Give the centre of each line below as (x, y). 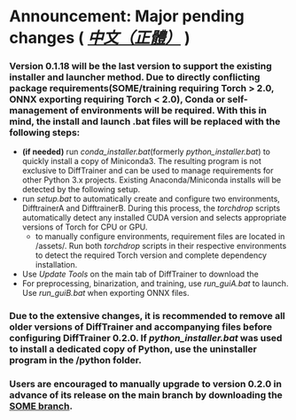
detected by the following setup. (81, 190)
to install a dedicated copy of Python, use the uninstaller (133, 349)
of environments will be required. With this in (168, 111)
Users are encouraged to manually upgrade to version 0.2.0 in (145, 385)
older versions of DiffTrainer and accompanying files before (141, 327)
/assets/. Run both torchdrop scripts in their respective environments (161, 246)
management (39, 111)
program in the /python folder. (75, 361)
